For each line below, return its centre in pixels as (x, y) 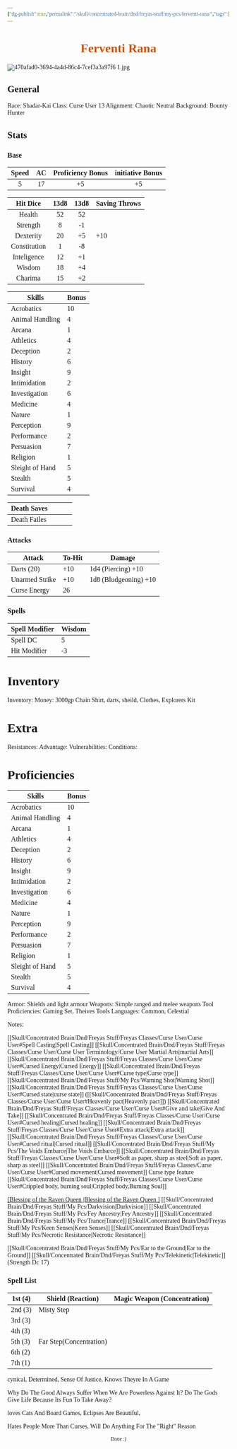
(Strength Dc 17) (28, 1263)
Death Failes (29, 520)
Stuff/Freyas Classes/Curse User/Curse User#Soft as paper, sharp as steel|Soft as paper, (115, 1158)
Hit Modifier (29, 651)
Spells (17, 611)
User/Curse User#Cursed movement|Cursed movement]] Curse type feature (101, 1172)
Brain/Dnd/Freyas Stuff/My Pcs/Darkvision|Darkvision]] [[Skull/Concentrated (104, 1207)
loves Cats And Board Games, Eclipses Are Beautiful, (74, 1413)
